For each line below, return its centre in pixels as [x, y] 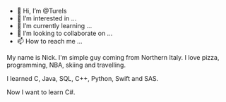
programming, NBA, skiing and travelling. [66, 65]
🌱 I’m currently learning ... [54, 26]
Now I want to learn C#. [41, 92]
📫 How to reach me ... [49, 41]
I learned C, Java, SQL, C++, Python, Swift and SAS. [83, 78]
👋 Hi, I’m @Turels [42, 11]
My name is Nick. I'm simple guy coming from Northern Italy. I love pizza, [113, 57]
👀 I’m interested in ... [47, 18]
